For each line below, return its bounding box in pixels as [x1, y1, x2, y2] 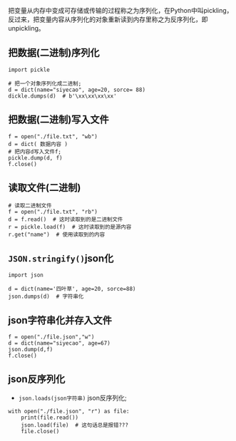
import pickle [8, 66, 51, 73]
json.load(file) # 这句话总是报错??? [21, 421, 129, 429]
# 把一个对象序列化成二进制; [8, 80, 82, 87]
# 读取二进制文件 [8, 202, 52, 209]
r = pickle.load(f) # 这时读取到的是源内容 [8, 224, 132, 231]
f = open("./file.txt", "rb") [8, 209, 98, 216]
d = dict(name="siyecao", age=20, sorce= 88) [8, 86, 145, 93]
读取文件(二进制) [8, 182, 81, 194]
